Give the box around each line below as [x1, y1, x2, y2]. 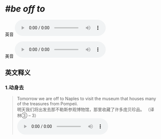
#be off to [5, 3, 45, 14]
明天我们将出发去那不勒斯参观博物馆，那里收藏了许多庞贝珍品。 [16, 106, 145, 112]
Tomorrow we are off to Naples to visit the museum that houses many [16, 96, 156, 101]
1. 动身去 [5, 84, 24, 91]
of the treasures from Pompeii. [16, 100, 79, 107]
